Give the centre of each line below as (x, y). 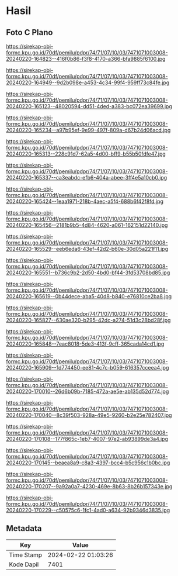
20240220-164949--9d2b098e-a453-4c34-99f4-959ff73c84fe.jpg (88, 82)
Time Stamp (26, 555)
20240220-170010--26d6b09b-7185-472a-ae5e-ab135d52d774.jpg (88, 391)
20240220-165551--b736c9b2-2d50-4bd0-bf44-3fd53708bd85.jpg (88, 273)
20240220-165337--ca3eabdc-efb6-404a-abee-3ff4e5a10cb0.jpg (87, 177)
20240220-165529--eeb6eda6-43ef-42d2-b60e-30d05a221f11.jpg (87, 249)
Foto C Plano (29, 32)
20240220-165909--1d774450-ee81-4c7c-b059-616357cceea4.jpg (88, 368)
